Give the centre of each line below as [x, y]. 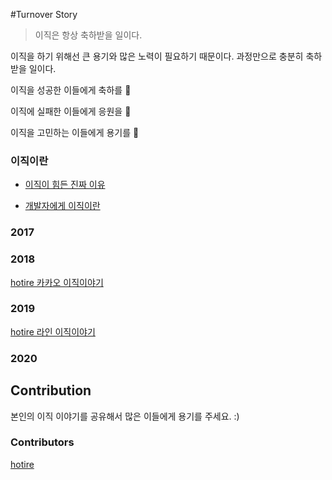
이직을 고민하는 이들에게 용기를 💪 [75, 132]
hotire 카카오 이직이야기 [57, 282]
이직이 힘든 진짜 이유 [65, 185]
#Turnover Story [44, 14]
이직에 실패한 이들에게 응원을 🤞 [71, 111]
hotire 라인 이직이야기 [53, 331]
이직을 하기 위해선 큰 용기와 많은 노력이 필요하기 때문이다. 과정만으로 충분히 [157, 56]
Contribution [51, 390]
